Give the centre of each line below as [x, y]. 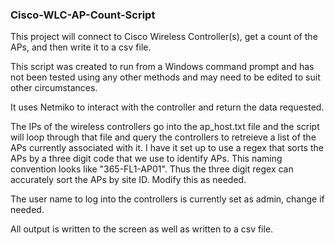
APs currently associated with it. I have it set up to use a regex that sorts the [167, 148]
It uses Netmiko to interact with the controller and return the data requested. [167, 107]
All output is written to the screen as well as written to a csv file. [142, 229]
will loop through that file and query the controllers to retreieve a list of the [163, 137]
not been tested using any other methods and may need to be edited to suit [165, 77]
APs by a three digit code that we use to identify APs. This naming [146, 159]
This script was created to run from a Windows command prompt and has [162, 67]
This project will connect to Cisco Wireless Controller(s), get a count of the [164, 37]
